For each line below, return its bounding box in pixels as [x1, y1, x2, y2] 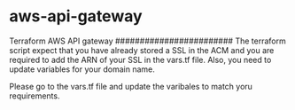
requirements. [9, 90, 60, 101]
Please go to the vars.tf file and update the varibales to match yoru [9, 81, 252, 91]
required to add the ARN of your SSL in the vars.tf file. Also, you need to [9, 54, 272, 65]
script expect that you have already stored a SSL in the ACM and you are [9, 44, 275, 55]
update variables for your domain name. [9, 64, 155, 75]
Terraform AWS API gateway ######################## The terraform [9, 35, 286, 46]
